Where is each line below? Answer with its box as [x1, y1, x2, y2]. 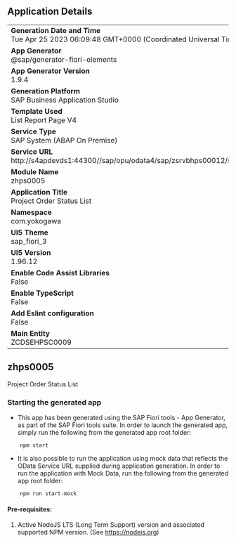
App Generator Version [11, 66, 90, 76]
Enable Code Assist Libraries [11, 268, 110, 277]
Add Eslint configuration [11, 308, 95, 318]
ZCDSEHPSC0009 [11, 337, 72, 347]
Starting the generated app [7, 397, 102, 407]
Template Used [11, 106, 63, 116]
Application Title [11, 187, 68, 197]
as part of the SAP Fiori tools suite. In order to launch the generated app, [17, 421, 228, 429]
